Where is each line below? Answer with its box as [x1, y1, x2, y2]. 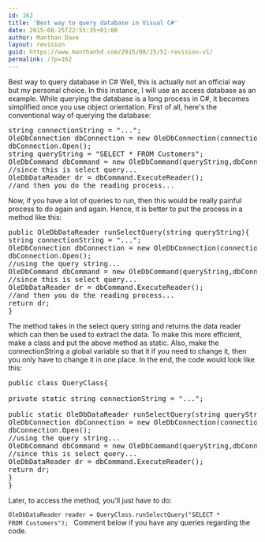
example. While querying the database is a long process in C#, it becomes [8, 94, 250, 103]
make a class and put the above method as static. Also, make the [8, 338, 219, 347]
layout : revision [8, 41, 65, 49]
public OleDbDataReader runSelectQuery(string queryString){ [8, 228, 250, 236]
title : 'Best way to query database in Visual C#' [8, 19, 178, 27]
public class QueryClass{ [8, 378, 109, 387]
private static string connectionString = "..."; [8, 394, 204, 403]
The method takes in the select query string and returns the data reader [8, 321, 241, 331]
